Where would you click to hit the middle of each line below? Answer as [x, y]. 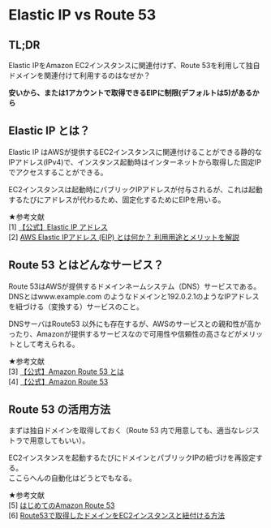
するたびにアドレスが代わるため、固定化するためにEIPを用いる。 [117, 200]
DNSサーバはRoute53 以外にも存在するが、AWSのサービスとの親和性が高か [135, 324]
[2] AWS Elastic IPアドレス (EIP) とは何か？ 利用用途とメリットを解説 [124, 237]
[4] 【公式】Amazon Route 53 [58, 381]
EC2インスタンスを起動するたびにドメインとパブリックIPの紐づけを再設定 [132, 458]
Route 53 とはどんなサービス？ [86, 265]
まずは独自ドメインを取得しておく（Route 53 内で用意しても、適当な [123, 431]
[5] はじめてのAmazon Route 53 [62, 505]
